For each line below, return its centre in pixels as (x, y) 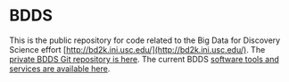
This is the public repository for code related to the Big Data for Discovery (145, 40)
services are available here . (60, 69)
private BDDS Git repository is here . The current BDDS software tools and (144, 59)
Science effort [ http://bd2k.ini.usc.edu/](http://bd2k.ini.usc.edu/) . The (137, 49)
